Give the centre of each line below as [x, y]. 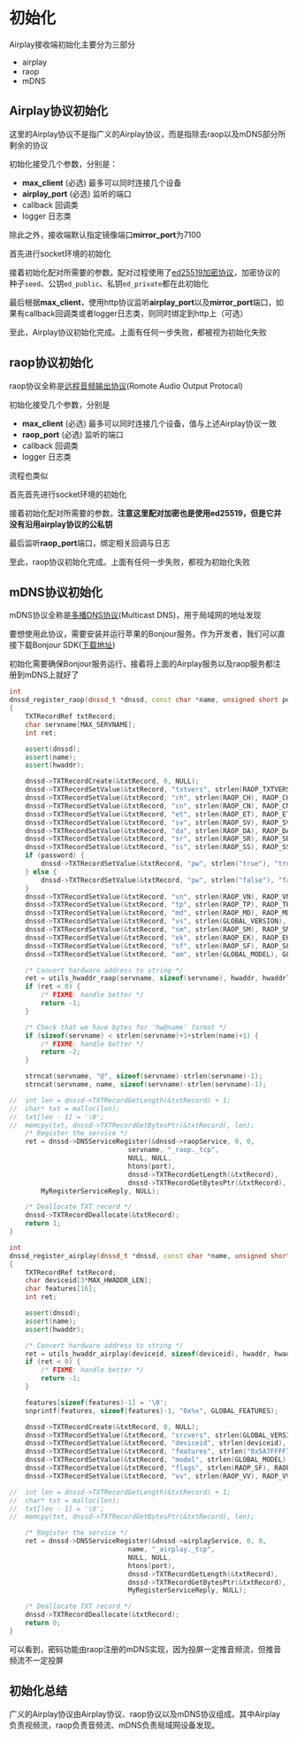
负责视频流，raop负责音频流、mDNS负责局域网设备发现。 [114, 1725]
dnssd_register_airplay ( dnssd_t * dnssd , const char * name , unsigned [138, 1256]
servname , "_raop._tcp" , [173, 1150]
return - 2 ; [61, 1052]
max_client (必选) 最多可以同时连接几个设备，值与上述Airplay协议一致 [149, 423]
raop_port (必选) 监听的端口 [72, 434]
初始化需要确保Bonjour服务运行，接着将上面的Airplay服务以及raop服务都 [141, 664]
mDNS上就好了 [52, 675]
